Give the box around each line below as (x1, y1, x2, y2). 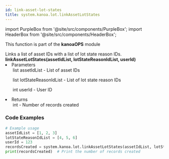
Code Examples (5, 114, 44, 121)
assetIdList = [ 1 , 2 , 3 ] (5, 130, 57, 135)
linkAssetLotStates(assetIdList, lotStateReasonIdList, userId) (5, 56, 136, 62)
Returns (12, 96, 28, 102)
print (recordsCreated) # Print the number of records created (5, 149, 141, 154)
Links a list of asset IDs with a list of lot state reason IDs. (5, 51, 122, 57)
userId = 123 (5, 140, 33, 145)
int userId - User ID (12, 86, 52, 92)
